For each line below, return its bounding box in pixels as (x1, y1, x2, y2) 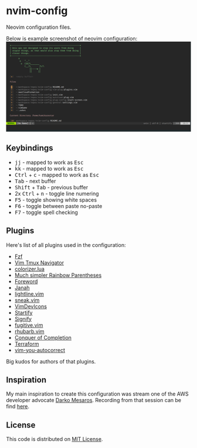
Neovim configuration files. (6, 24, 72, 31)
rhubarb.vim (14, 327, 45, 335)
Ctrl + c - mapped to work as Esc (14, 171, 100, 178)
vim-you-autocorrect (14, 346, 66, 353)
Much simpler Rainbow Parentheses (14, 272, 102, 279)
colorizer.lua (14, 265, 45, 272)
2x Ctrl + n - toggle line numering (14, 190, 99, 197)
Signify (14, 315, 32, 322)
